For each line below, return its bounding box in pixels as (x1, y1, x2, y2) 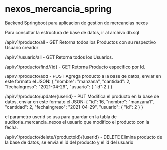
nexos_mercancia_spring (5, 3, 112, 15)
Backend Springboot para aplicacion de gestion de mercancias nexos (5, 20, 148, 26)
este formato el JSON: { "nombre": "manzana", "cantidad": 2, (5, 78, 131, 84)
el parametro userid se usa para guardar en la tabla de (5, 113, 117, 120)
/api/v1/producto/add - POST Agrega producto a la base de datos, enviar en (5, 73, 161, 79)
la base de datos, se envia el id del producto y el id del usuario (5, 139, 134, 145)
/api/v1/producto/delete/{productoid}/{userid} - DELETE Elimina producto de (5, 134, 162, 140)
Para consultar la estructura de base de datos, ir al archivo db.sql (5, 29, 140, 35)
